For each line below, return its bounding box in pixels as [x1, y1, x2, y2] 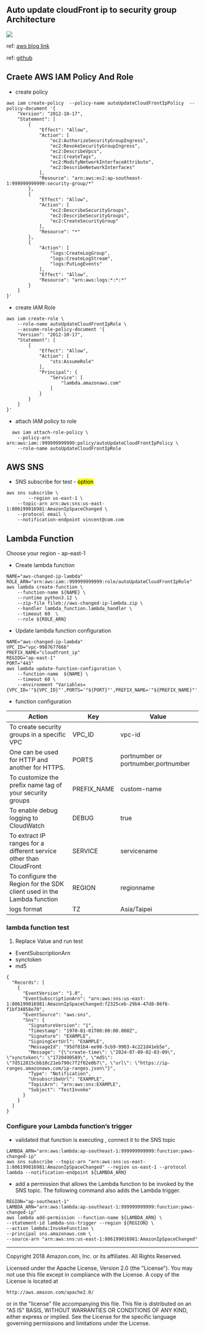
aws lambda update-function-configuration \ [6, 666, 121, 672]
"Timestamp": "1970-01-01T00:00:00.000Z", [28, 1027, 138, 1034]
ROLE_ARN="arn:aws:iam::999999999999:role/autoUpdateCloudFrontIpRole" [6, 579, 192, 585]
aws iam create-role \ [6, 315, 64, 322]
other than [9, 855, 40, 863]
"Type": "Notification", [28, 1070, 92, 1077]
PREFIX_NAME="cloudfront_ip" [6, 649, 81, 656]
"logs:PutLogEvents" [49, 260, 103, 267]
